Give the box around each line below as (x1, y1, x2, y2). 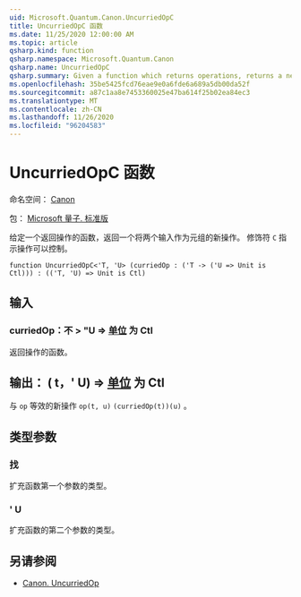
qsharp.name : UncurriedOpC (9, 64, 110, 72)
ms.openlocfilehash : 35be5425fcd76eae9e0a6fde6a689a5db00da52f (9, 80, 251, 89)
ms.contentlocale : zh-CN (9, 105, 102, 114)
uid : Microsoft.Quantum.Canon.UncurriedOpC (9, 13, 175, 22)
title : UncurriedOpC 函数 (9, 21, 103, 30)
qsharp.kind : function (9, 47, 94, 55)
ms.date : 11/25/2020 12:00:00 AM (9, 30, 134, 38)
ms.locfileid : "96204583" (9, 122, 106, 131)
